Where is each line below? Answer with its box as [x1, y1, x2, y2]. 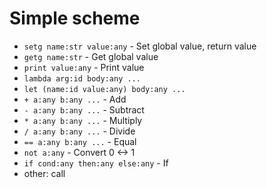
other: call [23, 167, 66, 179]
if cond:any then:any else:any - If [23, 157, 169, 169]
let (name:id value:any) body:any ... [23, 84, 186, 94]
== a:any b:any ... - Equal [23, 135, 137, 147]
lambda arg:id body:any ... [23, 73, 141, 84]
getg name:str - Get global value [23, 50, 159, 62]
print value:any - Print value [23, 61, 145, 73]
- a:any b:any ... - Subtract [23, 103, 145, 116]
